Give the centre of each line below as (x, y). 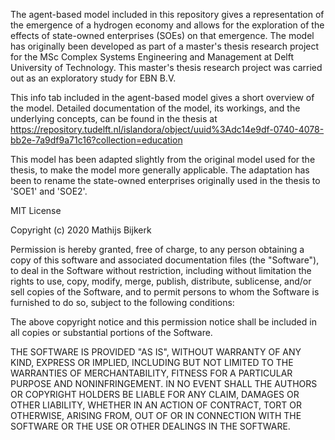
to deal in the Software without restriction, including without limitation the (161, 270)
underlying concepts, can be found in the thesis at (114, 118)
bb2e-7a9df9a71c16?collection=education (96, 140)
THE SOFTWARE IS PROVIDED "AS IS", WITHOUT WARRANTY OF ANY (156, 352)
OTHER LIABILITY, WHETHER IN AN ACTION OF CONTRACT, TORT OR (156, 405)
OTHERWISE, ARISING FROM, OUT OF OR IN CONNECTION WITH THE (156, 415)
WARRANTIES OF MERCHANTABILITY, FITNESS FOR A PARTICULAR (151, 373)
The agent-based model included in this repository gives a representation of (167, 14)
